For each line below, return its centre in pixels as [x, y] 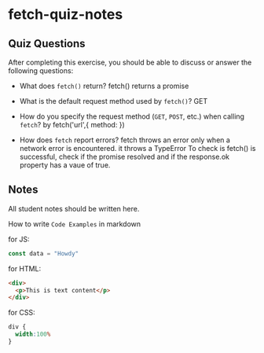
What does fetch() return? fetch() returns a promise [104, 86]
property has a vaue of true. [65, 165]
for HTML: [25, 268]
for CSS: [22, 313]
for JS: [19, 239]
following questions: [41, 71]
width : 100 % [33, 335]
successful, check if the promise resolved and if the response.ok [125, 156]
